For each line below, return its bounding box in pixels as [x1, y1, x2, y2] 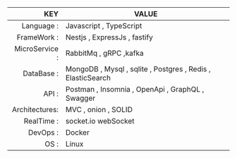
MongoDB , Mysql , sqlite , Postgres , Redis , [65, 64, 212, 73]
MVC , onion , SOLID [65, 105, 133, 114]
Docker [65, 128, 90, 137]
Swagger [65, 93, 96, 103]
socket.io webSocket [65, 116, 135, 126]
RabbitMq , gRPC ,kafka [65, 49, 145, 58]
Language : [21, 21, 59, 30]
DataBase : [23, 68, 59, 78]
